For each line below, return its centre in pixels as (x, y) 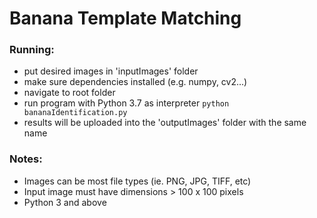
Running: (32, 50)
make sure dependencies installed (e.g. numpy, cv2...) (135, 82)
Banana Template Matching (125, 18)
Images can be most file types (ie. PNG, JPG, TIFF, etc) (137, 181)
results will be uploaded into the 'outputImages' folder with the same (165, 123)
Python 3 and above (65, 202)
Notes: (26, 159)
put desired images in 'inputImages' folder (111, 71)
